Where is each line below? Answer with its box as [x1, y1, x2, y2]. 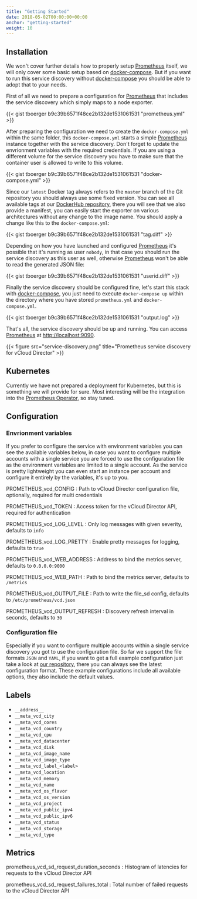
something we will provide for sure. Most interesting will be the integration [6, 388, 185, 395]
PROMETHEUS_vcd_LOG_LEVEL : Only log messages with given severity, [6, 520, 183, 527]
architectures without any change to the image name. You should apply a [6, 213, 183, 221]
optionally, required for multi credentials [6, 491, 103, 498]
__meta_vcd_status [14, 819, 60, 825]
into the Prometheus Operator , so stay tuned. [6, 394, 115, 401]
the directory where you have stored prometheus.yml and [6, 297, 142, 304]
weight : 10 [6, 25, 33, 31]
